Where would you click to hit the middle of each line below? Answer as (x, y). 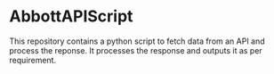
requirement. (32, 60)
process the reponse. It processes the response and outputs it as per (136, 50)
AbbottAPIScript (71, 16)
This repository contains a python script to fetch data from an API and (137, 41)
